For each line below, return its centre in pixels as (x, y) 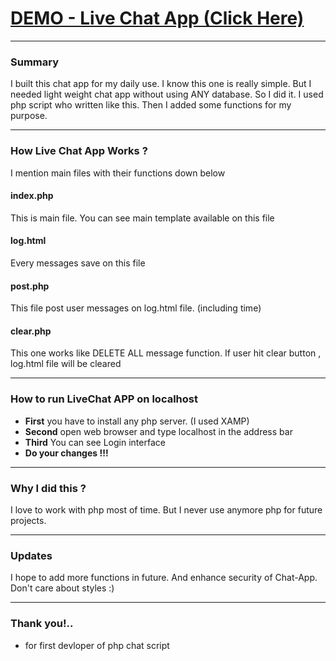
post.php (30, 286)
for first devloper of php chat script (97, 645)
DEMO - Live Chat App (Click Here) (157, 18)
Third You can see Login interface (95, 442)
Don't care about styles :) (62, 588)
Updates (31, 555)
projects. (28, 520)
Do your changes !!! (66, 453)
